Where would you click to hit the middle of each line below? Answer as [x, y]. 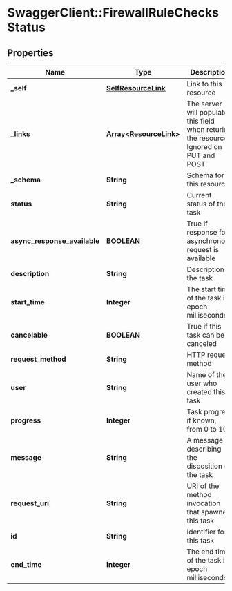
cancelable [29, 335]
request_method [39, 359]
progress [26, 420]
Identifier [201, 532]
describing [204, 449]
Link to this [204, 84]
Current [199, 195]
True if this [204, 326]
